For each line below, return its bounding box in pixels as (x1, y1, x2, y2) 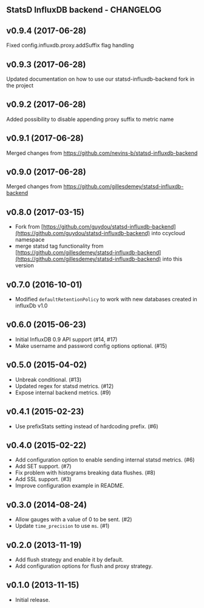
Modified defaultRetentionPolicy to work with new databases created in (15, 296, 197, 303)
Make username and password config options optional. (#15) (15, 342, 168, 349)
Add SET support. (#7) (15, 463, 72, 470)
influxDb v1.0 (15, 302, 48, 309)
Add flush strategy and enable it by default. (15, 556, 124, 563)
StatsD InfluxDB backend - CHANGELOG (6, 5, 162, 15)
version (15, 262, 35, 269)
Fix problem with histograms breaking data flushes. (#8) (15, 469, 156, 476)
